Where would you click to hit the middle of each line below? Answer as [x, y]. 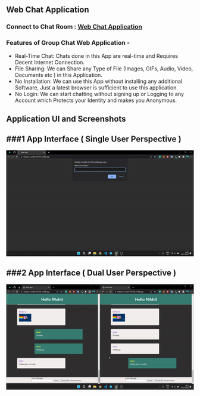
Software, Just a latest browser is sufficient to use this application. [96, 87]
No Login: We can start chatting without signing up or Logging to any [99, 94]
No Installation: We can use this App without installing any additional [99, 81]
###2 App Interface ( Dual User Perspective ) [91, 273]
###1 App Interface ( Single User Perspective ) [94, 139]
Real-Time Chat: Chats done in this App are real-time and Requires [96, 55]
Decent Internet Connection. [50, 62]
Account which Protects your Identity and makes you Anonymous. [96, 100]
